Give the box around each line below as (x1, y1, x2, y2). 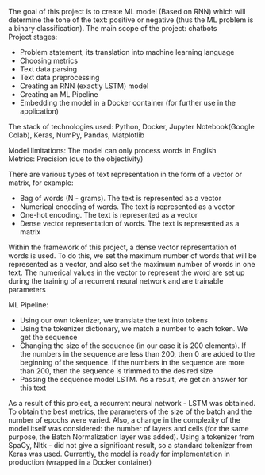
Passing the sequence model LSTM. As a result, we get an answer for (19, 375, 248, 384)
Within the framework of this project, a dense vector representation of (8, 242, 237, 252)
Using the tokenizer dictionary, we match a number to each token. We (19, 324, 248, 333)
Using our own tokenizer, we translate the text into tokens (19, 315, 209, 325)
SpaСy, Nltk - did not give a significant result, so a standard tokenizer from (8, 441, 252, 450)
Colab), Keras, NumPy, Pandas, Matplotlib (8, 130, 145, 140)
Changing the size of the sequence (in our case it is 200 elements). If (19, 341, 247, 350)
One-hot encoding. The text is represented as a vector (19, 210, 198, 219)
